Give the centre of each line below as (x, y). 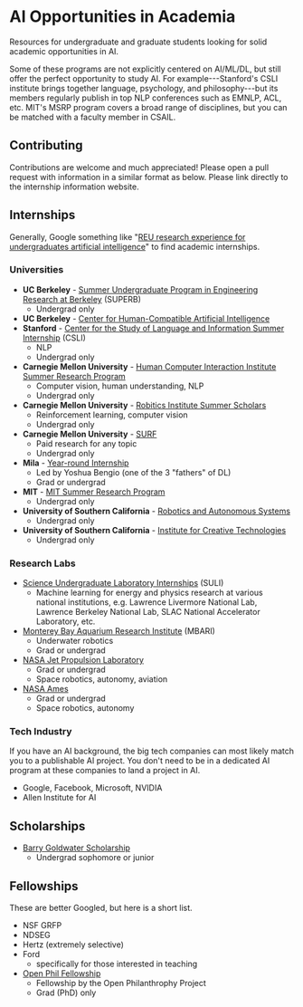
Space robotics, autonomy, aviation (102, 679)
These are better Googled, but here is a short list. (101, 908)
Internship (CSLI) (54, 338)
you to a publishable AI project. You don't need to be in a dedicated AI (140, 761)
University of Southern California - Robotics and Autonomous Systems (156, 511)
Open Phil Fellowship (62, 973)
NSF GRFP (42, 925)
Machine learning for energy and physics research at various (150, 593)
